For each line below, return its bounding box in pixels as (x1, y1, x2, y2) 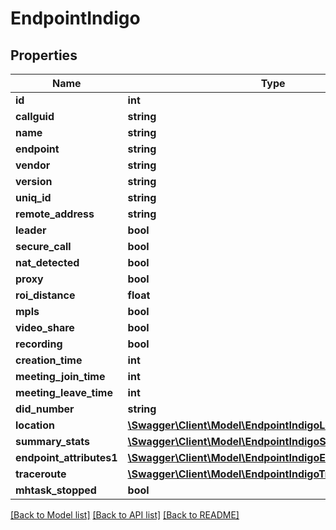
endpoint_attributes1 (15, 451, 118, 464)
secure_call (15, 240, 72, 253)
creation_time (15, 353, 83, 367)
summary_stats (15, 435, 91, 448)
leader (15, 223, 47, 237)
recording (15, 337, 63, 351)
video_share (15, 321, 75, 334)
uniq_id (15, 191, 52, 204)
